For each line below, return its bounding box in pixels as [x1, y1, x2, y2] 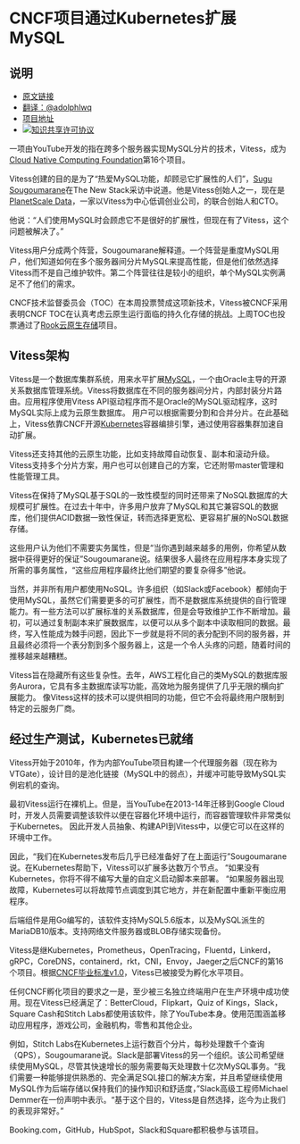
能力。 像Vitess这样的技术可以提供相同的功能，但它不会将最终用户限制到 [16, 691, 285, 702]
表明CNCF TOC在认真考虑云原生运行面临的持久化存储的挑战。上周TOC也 [9, 309, 279, 319]
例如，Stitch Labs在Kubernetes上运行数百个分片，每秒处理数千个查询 [9, 1038, 265, 1049]
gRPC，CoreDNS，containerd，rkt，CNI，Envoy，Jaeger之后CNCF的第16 [9, 956, 284, 966]
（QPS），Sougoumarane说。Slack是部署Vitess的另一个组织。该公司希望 [9, 1049, 277, 1060]
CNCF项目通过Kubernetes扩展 [9, 8, 237, 29]
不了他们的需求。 [16, 279, 80, 288]
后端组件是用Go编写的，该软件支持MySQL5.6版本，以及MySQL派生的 [9, 914, 265, 925]
